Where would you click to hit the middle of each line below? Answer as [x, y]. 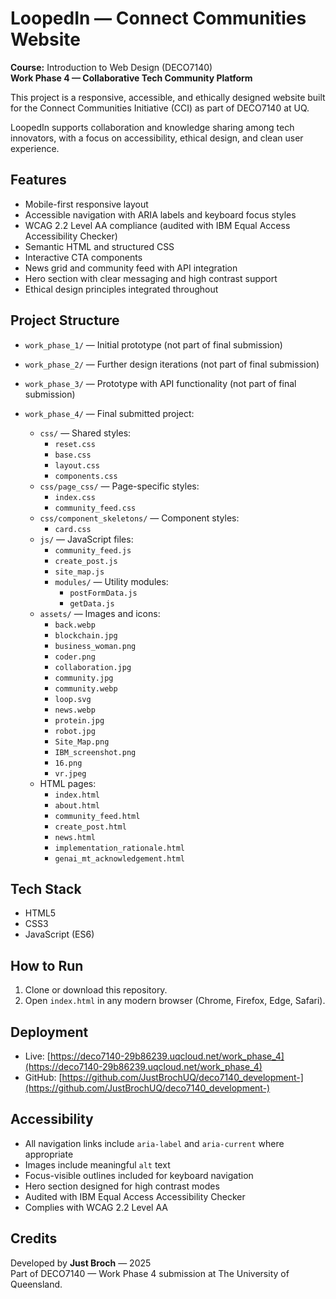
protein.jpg [79, 720]
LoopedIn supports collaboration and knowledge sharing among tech [152, 127]
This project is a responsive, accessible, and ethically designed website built [168, 97]
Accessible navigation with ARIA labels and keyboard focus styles [160, 214]
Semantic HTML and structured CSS [99, 246]
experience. [35, 148]
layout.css [77, 465]
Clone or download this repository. [96, 990]
